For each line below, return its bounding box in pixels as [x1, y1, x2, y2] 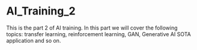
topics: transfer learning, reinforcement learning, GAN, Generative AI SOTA [6, 30, 191, 37]
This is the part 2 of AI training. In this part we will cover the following [6, 24, 178, 31]
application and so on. [6, 37, 61, 44]
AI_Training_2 [6, 4, 76, 18]
